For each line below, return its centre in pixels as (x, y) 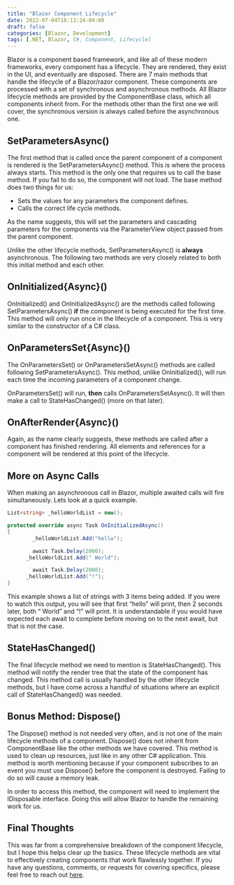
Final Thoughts (41, 828)
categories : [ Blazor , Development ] (59, 33)
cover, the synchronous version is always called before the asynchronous (113, 112)
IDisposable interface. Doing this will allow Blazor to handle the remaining (113, 798)
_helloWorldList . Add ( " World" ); (73, 558)
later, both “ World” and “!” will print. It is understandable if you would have (115, 611)
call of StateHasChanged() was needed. (65, 694)
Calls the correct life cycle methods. (69, 208)
